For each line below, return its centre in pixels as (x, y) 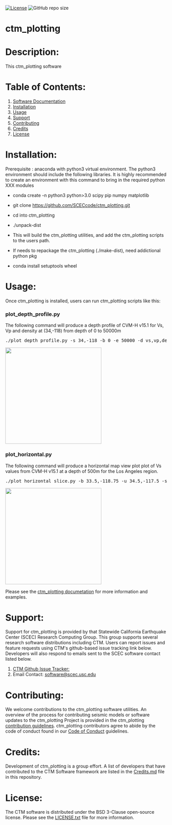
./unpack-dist (27, 225)
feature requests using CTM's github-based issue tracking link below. (79, 648)
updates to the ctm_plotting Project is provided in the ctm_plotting (75, 720)
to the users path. (31, 241)
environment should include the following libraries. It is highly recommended (86, 174)
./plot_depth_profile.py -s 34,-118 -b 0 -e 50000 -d (74, 341)
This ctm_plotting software (34, 66)
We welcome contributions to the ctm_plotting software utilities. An (76, 709)
